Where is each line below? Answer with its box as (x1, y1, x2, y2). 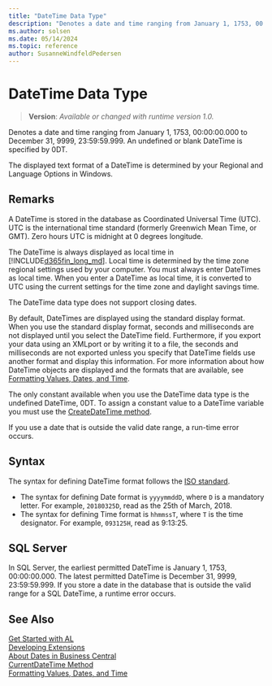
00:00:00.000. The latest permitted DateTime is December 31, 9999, (8, 571, 237, 581)
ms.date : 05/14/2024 (8, 34, 79, 43)
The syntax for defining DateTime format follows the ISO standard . (8, 476, 231, 486)
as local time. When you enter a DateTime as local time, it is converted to (8, 273, 252, 283)
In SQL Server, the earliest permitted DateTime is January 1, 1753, (8, 562, 227, 573)
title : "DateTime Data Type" (8, 11, 107, 20)
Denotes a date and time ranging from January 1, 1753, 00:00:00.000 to (8, 127, 248, 137)
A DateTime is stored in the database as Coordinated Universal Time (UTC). (8, 214, 261, 224)
